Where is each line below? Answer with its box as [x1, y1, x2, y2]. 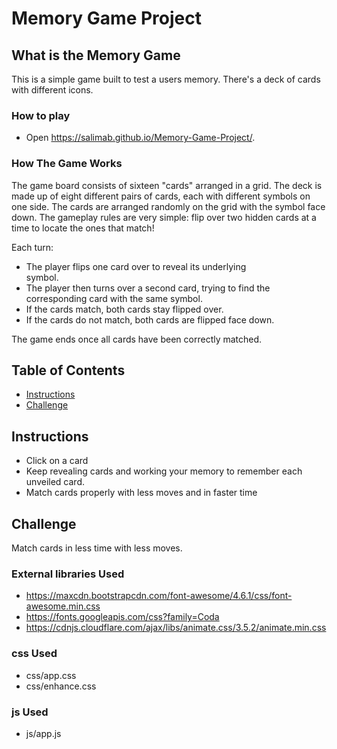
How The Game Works [11, 157, 123, 171]
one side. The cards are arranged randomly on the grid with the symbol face [11, 200, 326, 212]
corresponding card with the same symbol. [25, 292, 203, 304]
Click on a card [25, 455, 89, 467]
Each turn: [11, 241, 54, 253]
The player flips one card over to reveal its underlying [25, 260, 247, 272]
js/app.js [25, 727, 62, 739]
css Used [11, 647, 58, 661]
